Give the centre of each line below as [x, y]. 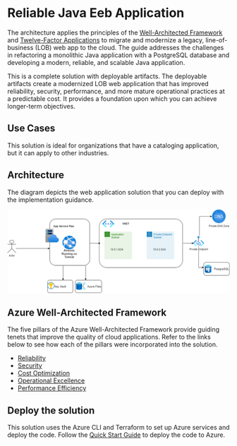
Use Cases [31, 128]
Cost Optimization [44, 373]
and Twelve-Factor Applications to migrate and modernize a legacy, [106, 40]
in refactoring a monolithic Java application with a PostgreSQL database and [119, 55]
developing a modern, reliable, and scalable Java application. [96, 62]
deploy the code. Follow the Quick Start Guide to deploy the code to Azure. [116, 435]
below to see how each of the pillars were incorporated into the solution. [113, 344]
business [20, 47]
